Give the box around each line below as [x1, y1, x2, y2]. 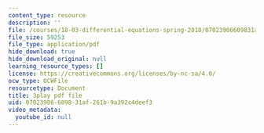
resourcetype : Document [8, 84, 86, 92]
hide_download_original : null [8, 56, 108, 63]
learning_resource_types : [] [8, 63, 104, 70]
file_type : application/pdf [8, 41, 101, 49]
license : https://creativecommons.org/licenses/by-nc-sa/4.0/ [8, 70, 216, 77]
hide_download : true [8, 48, 76, 56]
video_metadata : [8, 106, 61, 114]
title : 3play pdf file [8, 92, 82, 99]
